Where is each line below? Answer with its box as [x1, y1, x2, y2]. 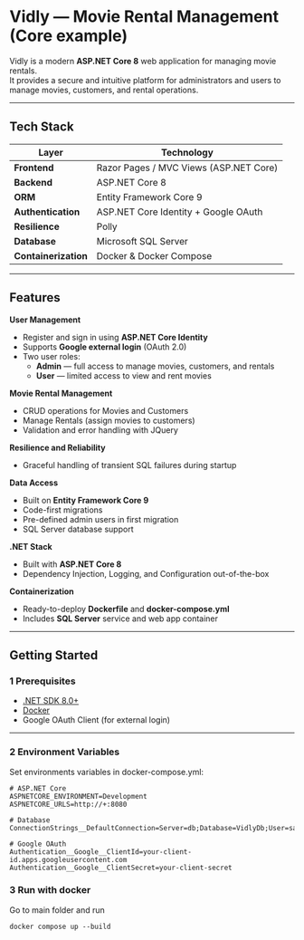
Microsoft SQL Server [96, 235, 188, 247]
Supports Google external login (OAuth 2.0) [22, 341, 187, 352]
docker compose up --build [9, 922, 111, 931]
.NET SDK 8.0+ [22, 695, 80, 706]
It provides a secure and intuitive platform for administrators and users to [9, 74, 282, 85]
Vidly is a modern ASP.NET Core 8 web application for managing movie [9, 55, 277, 66]
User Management [9, 314, 81, 325]
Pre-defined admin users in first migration [22, 513, 179, 524]
